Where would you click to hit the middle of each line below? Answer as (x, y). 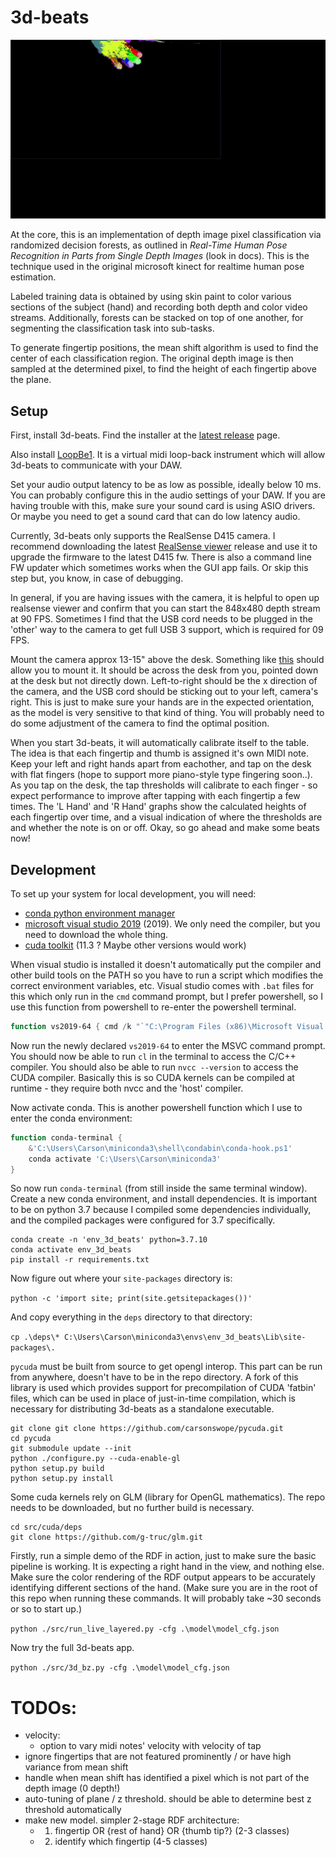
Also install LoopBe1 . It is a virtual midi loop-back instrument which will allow (168, 455)
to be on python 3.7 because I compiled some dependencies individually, (161, 1210)
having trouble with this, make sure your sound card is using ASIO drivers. (163, 506)
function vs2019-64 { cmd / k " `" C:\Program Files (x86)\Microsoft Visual (167, 1027)
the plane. (31, 380)
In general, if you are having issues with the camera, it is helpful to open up (165, 598)
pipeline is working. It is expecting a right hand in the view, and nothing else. (167, 1567)
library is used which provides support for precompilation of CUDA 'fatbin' (163, 1388)
